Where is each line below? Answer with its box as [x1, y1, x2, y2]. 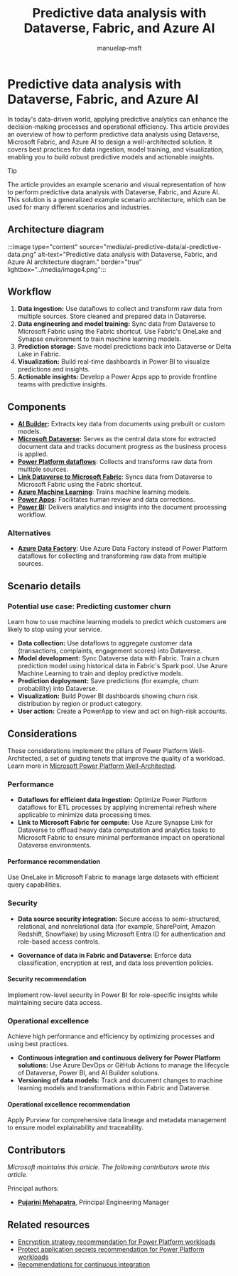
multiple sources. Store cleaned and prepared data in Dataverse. [17, 312, 207, 321]
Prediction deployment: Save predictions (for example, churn [17, 677, 199, 685]
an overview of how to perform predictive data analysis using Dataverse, [7, 130, 220, 138]
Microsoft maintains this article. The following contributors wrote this [7, 1163, 210, 1171]
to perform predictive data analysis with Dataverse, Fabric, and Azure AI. [7, 187, 220, 196]
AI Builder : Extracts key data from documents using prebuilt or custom [17, 420, 225, 428]
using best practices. [7, 1040, 69, 1048]
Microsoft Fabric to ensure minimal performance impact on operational [17, 833, 225, 842]
